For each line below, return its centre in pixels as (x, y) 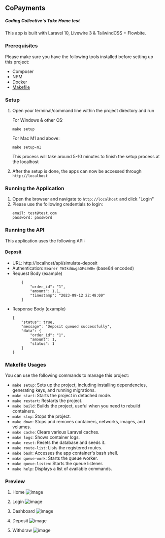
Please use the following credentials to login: (58, 204)
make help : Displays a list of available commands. (62, 469)
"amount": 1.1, (46, 291)
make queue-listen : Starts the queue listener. (58, 464)
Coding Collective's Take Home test (43, 20)
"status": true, (38, 322)
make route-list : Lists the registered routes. (57, 448)
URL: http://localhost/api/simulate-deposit (55, 263)
